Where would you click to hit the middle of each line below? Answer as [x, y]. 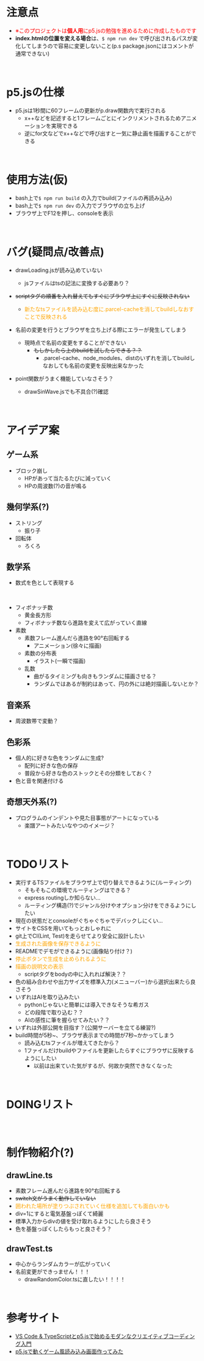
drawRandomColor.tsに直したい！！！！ [75, 1279]
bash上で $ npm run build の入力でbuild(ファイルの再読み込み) [93, 198]
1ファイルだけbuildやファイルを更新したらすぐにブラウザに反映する [109, 1050]
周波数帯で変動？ [37, 721]
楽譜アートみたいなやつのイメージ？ [70, 825]
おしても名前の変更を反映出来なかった [96, 365]
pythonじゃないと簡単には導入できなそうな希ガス [87, 1004]
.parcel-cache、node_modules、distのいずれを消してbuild [116, 358]
